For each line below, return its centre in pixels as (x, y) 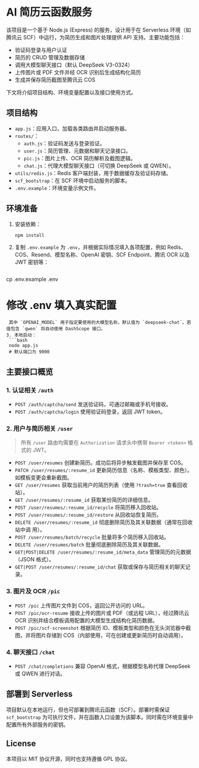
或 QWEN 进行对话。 (40, 673)
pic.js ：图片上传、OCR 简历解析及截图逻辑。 (80, 158)
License (21, 744)
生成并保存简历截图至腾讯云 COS (55, 79)
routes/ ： (27, 136)
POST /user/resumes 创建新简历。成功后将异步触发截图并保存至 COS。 (100, 463)
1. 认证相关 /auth (30, 390)
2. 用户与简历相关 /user (40, 428)
